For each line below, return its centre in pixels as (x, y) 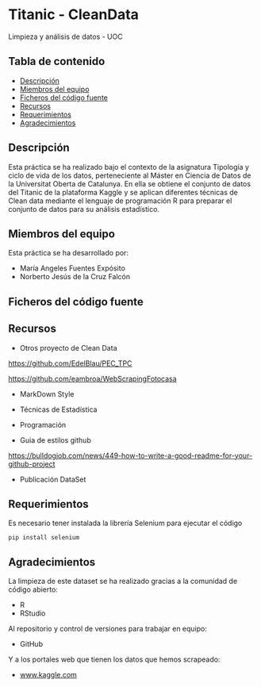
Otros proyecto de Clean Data (68, 347)
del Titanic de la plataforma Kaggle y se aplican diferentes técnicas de (123, 192)
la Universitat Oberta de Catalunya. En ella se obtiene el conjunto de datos (130, 183)
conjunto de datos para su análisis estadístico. (84, 209)
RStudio (33, 613)
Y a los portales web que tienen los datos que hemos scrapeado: (114, 659)
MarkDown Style (47, 393)
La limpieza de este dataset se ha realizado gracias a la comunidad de (123, 581)
